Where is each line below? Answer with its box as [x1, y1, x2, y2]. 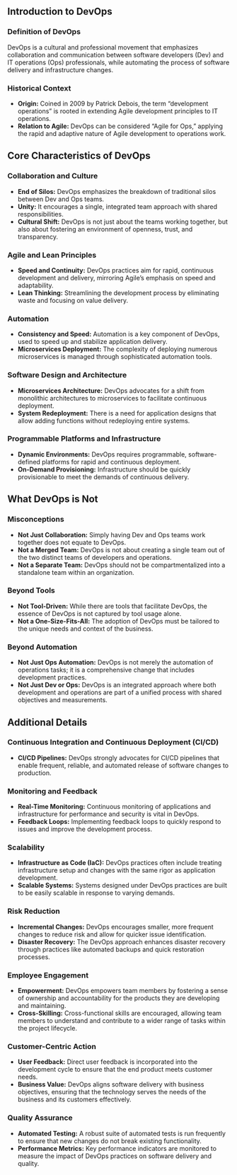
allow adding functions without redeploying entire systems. [17, 416, 190, 425]
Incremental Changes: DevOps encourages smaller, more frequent [17, 922, 214, 931]
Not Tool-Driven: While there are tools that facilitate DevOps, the [17, 602, 207, 610]
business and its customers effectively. [17, 1095, 132, 1104]
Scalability [7, 842, 45, 852]
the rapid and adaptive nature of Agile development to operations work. [17, 129, 226, 137]
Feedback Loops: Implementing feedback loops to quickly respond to [17, 818, 221, 826]
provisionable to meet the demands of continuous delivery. [17, 472, 190, 481]
